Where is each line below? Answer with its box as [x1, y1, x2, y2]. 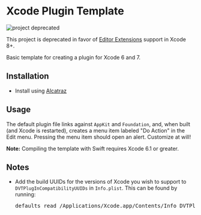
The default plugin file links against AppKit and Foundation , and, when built [6, 120, 191, 127]
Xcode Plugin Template [6, 4, 124, 18]
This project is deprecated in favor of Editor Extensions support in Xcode [6, 35, 186, 43]
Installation [6, 71, 49, 82]
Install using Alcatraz [14, 87, 67, 94]
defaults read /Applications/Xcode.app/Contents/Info [14, 202, 177, 210]
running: [14, 191, 36, 198]
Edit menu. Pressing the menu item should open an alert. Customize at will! [6, 133, 191, 141]
